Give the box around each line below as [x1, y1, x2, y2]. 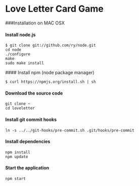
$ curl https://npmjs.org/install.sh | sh [5, 79, 96, 84]
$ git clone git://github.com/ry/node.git [5, 43, 96, 48]
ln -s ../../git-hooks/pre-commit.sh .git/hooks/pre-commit [5, 128, 135, 133]
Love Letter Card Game [5, 3, 104, 15]
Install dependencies [5, 138, 51, 145]
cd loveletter [5, 106, 35, 111]
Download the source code [5, 90, 63, 96]
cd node [5, 47, 22, 52]
